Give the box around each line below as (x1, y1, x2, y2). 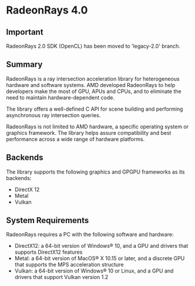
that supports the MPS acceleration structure (14, 261, 124, 268)
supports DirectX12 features (14, 248, 83, 256)
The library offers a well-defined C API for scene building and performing (6, 105, 183, 112)
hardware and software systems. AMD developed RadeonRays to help (6, 81, 176, 88)
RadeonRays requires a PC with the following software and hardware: (6, 231, 174, 238)
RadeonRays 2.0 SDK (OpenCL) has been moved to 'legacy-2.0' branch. (6, 42, 181, 49)
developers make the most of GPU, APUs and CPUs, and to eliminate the (6, 88, 181, 95)
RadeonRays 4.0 (6, 4, 88, 17)
